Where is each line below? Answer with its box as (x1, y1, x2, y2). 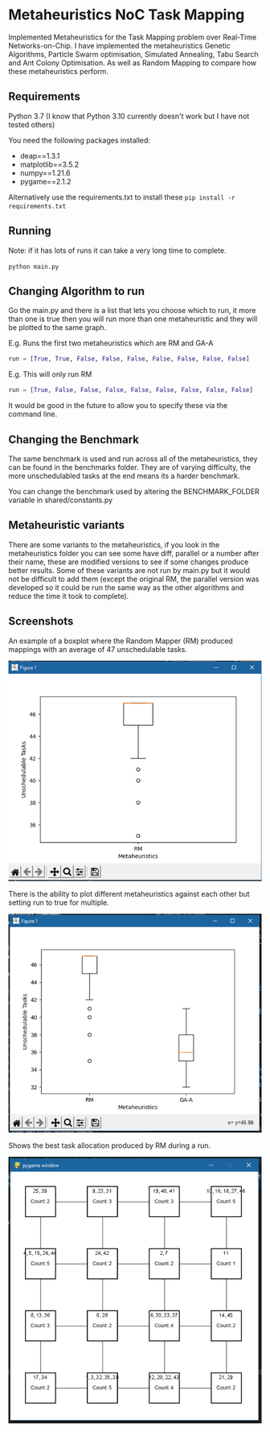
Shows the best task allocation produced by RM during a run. (8, 1141, 211, 1150)
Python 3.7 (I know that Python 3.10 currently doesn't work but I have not (8, 111, 250, 121)
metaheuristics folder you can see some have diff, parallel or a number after (8, 548, 260, 558)
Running (8, 224, 52, 238)
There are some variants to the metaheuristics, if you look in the (8, 539, 220, 549)
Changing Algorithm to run (8, 284, 145, 298)
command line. (8, 409, 58, 419)
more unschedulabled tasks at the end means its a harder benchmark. (8, 471, 240, 481)
